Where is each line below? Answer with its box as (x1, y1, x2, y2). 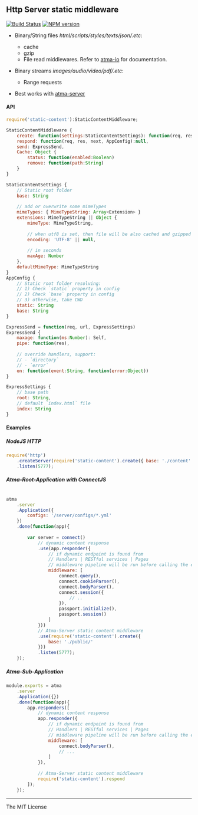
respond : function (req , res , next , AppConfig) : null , (16, 138, 149, 144)
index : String (16, 406, 51, 412)
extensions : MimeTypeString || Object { (16, 215, 117, 221)
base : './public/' (48, 639, 94, 645)
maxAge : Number (27, 253, 65, 259)
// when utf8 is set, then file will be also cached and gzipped (27, 231, 192, 237)
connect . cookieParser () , (58, 578, 120, 584)
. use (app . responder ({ (37, 545, 91, 551)
